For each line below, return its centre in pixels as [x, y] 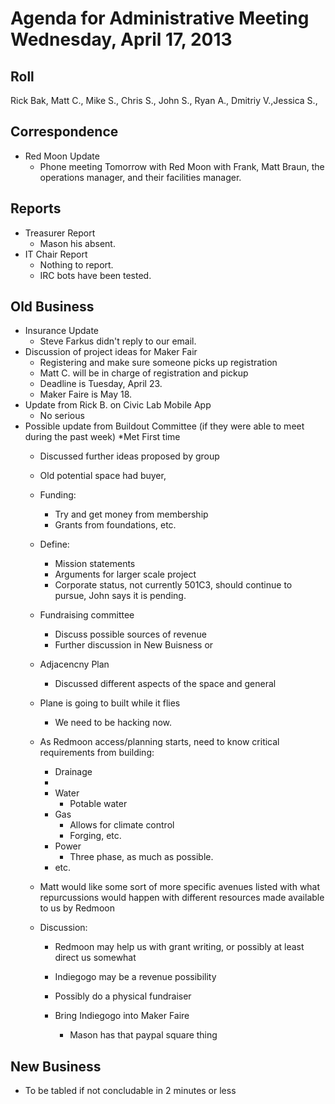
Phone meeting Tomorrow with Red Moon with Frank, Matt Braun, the [182, 166]
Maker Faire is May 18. [86, 394]
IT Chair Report [56, 254]
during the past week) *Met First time [102, 437]
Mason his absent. [77, 243]
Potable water [98, 804]
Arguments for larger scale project [125, 574]
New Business [56, 1066]
